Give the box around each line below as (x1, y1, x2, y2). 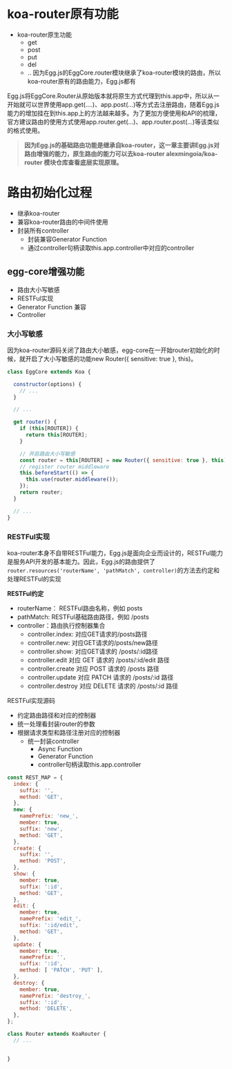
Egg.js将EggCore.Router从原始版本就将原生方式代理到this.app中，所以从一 (7, 91, 220, 100)
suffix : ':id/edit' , (19, 922, 79, 929)
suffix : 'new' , (19, 825, 64, 832)
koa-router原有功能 (7, 6, 119, 22)
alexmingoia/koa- (166, 149, 218, 157)
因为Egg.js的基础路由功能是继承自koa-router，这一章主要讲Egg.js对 (23, 141, 220, 149)
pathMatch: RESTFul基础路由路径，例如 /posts (17, 613, 150, 621)
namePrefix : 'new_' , (19, 813, 79, 820)
